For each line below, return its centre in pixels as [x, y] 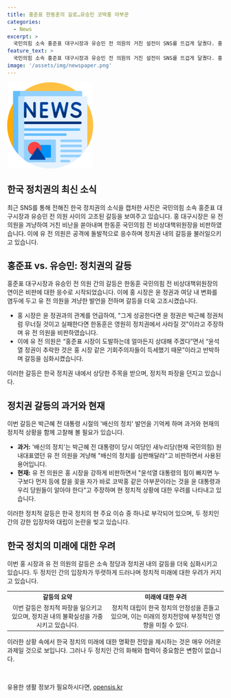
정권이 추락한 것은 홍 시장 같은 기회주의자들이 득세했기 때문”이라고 [113, 350]
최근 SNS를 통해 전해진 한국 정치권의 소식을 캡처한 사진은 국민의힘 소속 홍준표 [111, 208]
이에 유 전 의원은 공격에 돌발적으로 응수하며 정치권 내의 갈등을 [110, 233]
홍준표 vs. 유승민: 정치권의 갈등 [69, 266]
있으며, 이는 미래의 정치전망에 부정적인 [162, 616]
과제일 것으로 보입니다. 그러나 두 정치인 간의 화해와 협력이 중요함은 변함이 [105, 650]
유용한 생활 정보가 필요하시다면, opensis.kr [65, 687]
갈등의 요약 [57, 597]
